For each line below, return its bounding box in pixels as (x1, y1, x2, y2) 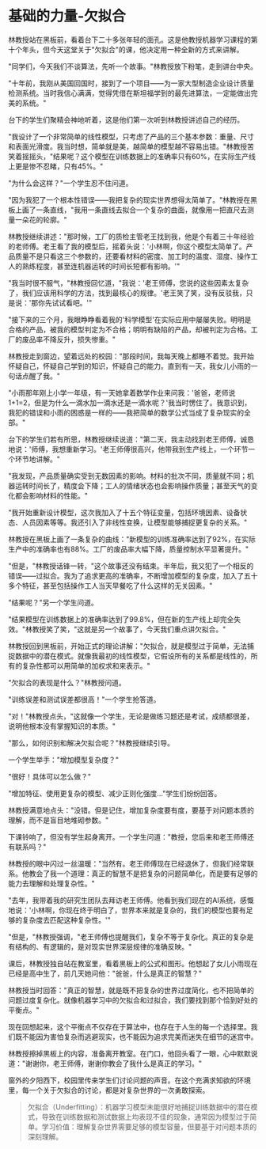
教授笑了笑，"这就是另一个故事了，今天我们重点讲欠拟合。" (32, 624, 226, 634)
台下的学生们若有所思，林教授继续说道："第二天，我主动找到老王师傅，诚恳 (8, 434, 255, 444)
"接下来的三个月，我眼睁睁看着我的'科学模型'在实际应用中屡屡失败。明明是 (8, 314, 252, 324)
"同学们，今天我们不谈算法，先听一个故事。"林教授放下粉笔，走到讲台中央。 (8, 61, 258, 71)
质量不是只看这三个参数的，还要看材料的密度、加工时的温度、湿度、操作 (14, 251, 251, 261)
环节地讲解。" (14, 454, 61, 464)
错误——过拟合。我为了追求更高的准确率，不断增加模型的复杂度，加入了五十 (8, 571, 258, 580)
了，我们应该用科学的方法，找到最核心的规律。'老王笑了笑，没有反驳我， (8, 288, 247, 298)
